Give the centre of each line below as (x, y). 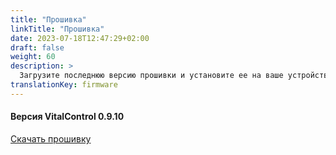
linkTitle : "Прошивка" (57, 29)
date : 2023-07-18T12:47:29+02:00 (80, 38)
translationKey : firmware (64, 85)
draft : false (37, 47)
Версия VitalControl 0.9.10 (67, 117)
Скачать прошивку (51, 138)
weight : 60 (33, 57)
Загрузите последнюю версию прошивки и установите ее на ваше (151, 76)
